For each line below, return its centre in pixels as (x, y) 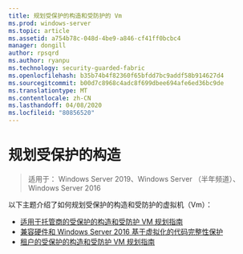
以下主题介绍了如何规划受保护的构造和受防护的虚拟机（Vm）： (110, 204)
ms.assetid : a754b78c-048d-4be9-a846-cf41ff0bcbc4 (95, 38)
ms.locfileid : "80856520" (51, 113)
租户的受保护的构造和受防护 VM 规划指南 (87, 241)
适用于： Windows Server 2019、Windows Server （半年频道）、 (134, 178)
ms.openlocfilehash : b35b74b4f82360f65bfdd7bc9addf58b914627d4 (116, 76)
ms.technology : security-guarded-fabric (77, 68)
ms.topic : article (39, 31)
